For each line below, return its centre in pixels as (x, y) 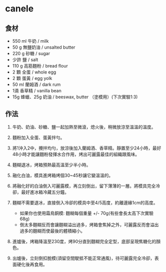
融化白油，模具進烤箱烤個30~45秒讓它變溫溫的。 (62, 175)
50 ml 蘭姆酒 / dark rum (36, 84)
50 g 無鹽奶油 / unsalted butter (44, 47)
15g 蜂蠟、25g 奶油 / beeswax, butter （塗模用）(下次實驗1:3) (75, 97)
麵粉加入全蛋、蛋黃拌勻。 (38, 137)
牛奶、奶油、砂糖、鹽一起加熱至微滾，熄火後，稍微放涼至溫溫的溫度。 (84, 127)
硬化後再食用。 (32, 264)
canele (19, 9)
